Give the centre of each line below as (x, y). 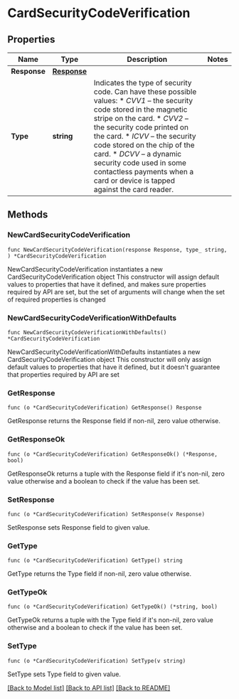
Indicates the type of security (143, 83)
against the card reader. (134, 190)
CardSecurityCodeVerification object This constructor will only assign (110, 359)
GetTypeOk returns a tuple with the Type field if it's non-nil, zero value (110, 620)
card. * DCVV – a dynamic (138, 154)
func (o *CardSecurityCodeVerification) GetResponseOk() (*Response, (113, 454)
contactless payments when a (144, 172)
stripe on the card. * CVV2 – (141, 118)
